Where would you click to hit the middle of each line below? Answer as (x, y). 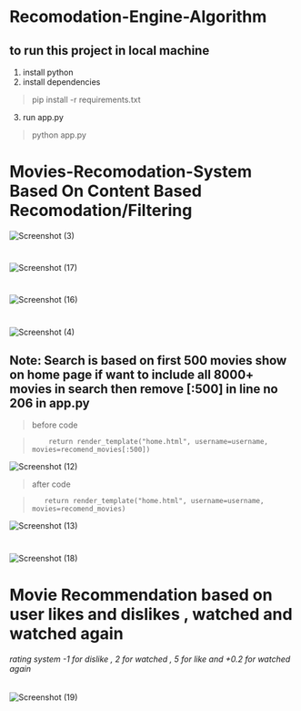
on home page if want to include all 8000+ (132, 374)
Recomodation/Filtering (101, 211)
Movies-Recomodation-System (131, 172)
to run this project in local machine (110, 51)
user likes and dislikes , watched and (151, 614)
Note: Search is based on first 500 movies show (148, 361)
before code (55, 425)
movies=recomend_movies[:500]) (91, 450)
